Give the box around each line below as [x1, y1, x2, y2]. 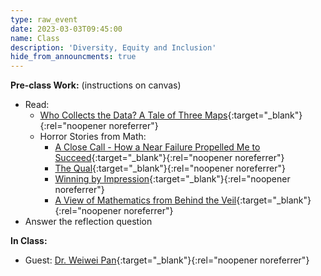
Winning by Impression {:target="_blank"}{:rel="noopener [54, 173, 291, 185]
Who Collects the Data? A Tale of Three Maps [39, 109, 228, 121]
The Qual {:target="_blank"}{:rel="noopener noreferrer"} [54, 162, 286, 175]
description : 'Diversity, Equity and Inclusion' [10, 42, 217, 53]
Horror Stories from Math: [39, 131, 147, 143]
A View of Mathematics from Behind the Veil [54, 194, 237, 206]
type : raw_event [10, 14, 78, 25]
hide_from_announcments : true [10, 52, 137, 62]
